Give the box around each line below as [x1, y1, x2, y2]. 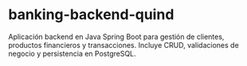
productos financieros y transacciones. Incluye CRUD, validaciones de [8, 40, 239, 49]
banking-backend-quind [8, 6, 174, 24]
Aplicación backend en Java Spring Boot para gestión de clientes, [8, 32, 225, 41]
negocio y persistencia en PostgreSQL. [8, 49, 137, 58]
